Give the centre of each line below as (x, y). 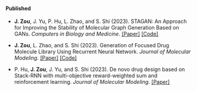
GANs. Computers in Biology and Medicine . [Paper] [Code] (86, 34)
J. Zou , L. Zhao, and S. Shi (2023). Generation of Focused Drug (92, 45)
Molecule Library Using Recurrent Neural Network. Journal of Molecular (102, 52)
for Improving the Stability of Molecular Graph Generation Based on (96, 28)
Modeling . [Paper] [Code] (45, 58)
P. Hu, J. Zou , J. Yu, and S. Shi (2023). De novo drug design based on (99, 69)
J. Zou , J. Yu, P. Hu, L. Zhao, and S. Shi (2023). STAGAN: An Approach (101, 21)
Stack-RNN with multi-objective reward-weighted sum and (86, 76)
